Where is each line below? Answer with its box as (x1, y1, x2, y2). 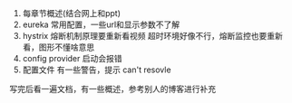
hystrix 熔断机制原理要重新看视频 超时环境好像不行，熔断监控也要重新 (22, 31, 284, 41)
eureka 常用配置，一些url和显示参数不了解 (22, 19, 180, 30)
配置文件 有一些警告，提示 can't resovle (22, 64, 171, 75)
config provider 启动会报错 (22, 53, 122, 63)
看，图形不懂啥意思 (22, 42, 95, 52)
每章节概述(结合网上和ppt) (22, 8, 121, 18)
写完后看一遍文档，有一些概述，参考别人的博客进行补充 (9, 84, 216, 94)
